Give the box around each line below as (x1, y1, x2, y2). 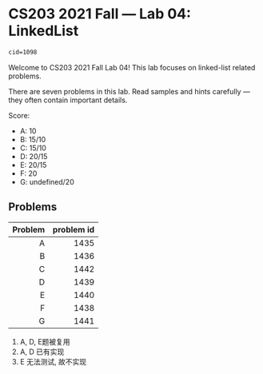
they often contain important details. (8, 95, 128, 105)
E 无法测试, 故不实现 (19, 356, 87, 366)
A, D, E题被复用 (19, 336, 70, 346)
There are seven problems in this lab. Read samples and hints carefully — (8, 86, 250, 96)
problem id (52, 224, 95, 235)
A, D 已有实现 (19, 347, 65, 356)
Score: (8, 110, 30, 120)
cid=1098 (8, 48, 38, 56)
